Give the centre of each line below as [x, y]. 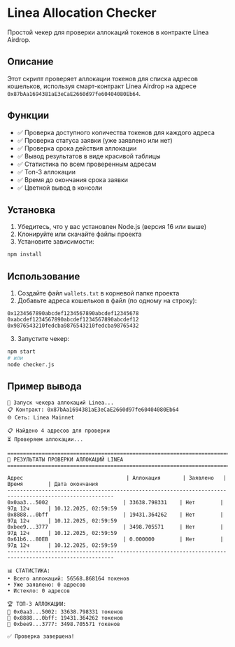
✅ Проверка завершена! [41, 636]
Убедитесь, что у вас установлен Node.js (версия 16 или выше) [112, 227]
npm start [22, 352]
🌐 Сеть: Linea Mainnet [41, 417]
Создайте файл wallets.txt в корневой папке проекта [98, 293]
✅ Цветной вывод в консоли [60, 188]
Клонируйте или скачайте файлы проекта [79, 234]
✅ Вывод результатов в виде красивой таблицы [89, 156]
